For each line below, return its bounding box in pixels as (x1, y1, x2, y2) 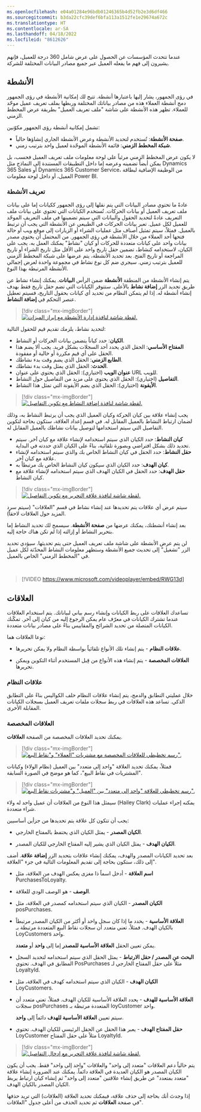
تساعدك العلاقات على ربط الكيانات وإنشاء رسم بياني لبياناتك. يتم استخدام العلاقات (7, 609, 189, 616)
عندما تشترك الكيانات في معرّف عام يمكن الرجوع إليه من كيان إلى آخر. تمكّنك (7, 615, 179, 622)
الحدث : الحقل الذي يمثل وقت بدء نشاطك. (15, 363, 108, 370)
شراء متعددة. (7, 805, 36, 812)
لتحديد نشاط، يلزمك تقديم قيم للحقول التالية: (7, 325, 106, 333)
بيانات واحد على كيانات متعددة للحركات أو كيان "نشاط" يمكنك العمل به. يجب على (7, 240, 187, 247)
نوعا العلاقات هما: (7, 633, 45, 640)
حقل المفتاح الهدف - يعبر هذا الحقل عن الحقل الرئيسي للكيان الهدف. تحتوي (15, 1025, 183, 1033)
